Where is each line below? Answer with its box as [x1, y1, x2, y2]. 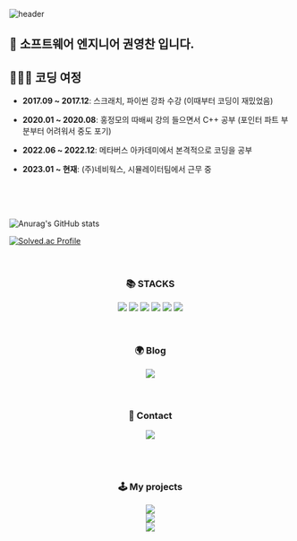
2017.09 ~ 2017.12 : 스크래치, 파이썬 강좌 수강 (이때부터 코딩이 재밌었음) [21, 95, 274, 107]
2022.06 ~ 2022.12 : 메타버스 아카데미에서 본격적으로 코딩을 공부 [21, 144, 253, 156]
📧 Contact [128, 409, 173, 422]
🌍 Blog [134, 345, 166, 357]
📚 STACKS [125, 278, 175, 291]
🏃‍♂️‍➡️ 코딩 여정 [9, 70, 82, 85]
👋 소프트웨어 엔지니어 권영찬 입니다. [9, 37, 195, 52]
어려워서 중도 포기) [46, 126, 112, 136]
